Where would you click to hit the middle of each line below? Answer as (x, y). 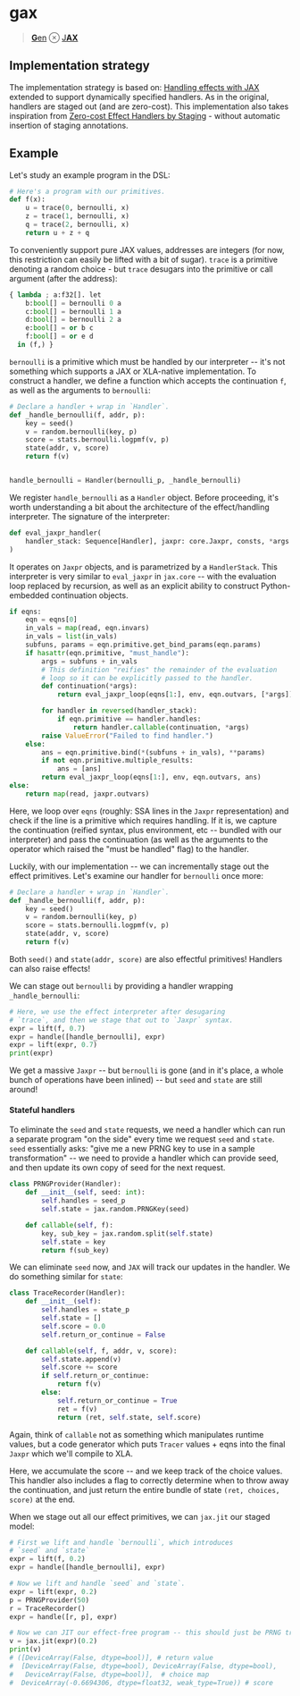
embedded (29, 595)
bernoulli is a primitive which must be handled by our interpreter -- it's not (147, 361)
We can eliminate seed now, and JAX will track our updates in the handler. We (150, 1267)
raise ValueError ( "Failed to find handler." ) (128, 736)
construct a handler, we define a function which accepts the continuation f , (148, 380)
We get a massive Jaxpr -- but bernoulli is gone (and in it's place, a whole (146, 1070)
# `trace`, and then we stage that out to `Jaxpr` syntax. (121, 1020)
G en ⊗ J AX (54, 38)
